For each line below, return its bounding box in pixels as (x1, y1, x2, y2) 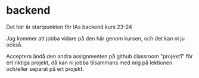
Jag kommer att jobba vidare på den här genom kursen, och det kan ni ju (6, 35, 185, 42)
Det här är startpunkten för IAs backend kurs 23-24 (6, 23, 132, 30)
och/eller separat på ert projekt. (6, 65, 85, 72)
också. (6, 41, 23, 48)
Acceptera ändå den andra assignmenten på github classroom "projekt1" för (6, 52, 193, 60)
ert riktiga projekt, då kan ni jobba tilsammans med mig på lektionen (6, 59, 173, 66)
